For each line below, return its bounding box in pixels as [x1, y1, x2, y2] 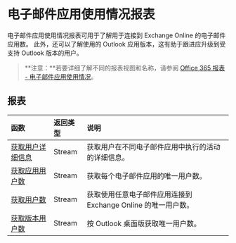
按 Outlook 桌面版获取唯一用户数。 [86, 218, 202, 228]
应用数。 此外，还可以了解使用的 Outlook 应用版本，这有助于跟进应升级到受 [7, 39, 226, 48]
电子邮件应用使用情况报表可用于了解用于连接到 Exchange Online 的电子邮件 [7, 31, 226, 39]
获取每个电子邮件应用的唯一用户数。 [86, 170, 207, 180]
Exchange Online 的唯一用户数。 [86, 200, 195, 210]
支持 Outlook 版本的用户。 [7, 49, 83, 57]
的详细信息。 [86, 152, 130, 162]
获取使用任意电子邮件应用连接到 [86, 189, 193, 199]
